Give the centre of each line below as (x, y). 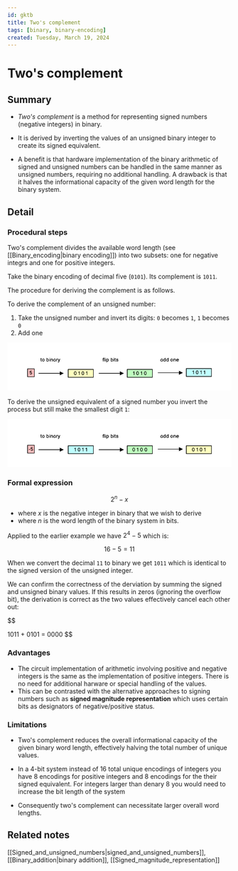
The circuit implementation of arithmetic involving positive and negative (122, 669)
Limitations (27, 725)
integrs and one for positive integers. (61, 262)
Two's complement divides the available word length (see (92, 247)
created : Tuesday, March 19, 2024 (59, 38)
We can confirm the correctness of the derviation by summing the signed (115, 584)
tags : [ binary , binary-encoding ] (57, 30)
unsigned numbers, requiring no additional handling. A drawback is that (122, 175)
